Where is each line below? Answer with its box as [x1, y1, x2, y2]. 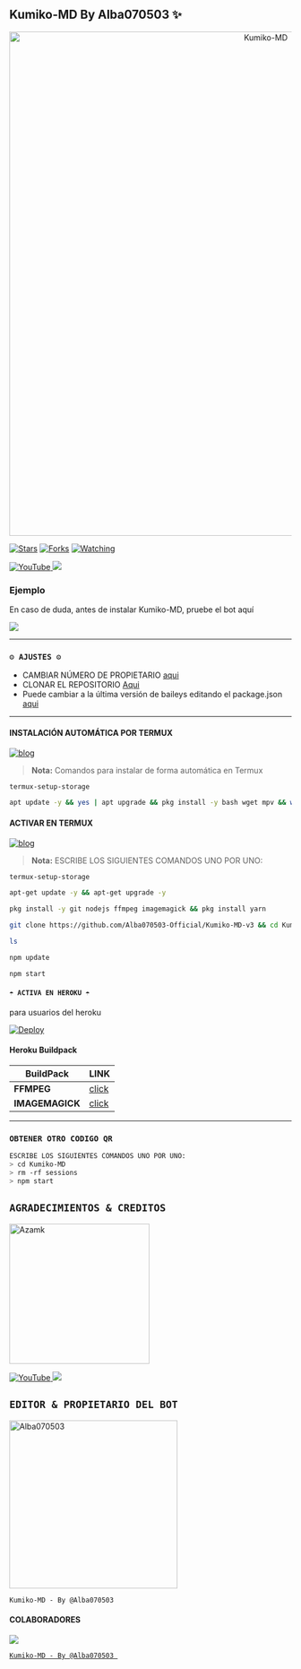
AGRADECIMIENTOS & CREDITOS [9, 1201, 167, 1215]
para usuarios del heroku [9, 1007, 101, 1017]
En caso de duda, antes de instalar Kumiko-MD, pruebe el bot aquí [9, 604, 254, 615]
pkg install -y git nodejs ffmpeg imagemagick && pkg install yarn [9, 904, 267, 913]
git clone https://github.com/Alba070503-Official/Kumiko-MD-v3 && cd [9, 921, 279, 930]
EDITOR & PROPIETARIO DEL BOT [9, 1398, 178, 1411]
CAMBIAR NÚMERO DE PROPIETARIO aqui [21, 670, 179, 680]
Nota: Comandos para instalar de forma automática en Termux [30, 765, 263, 775]
